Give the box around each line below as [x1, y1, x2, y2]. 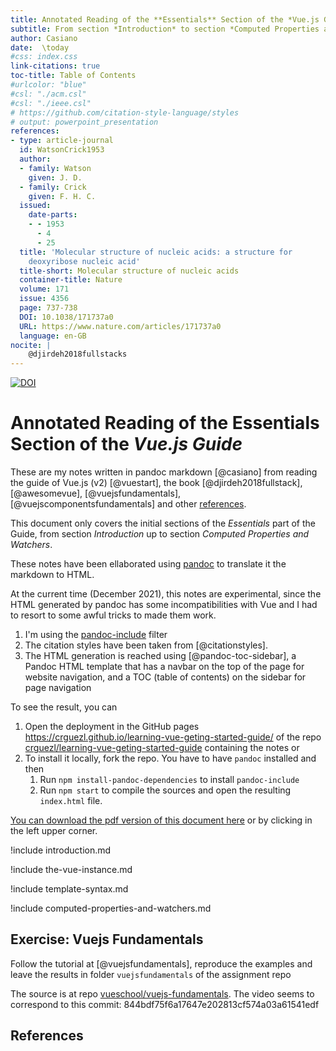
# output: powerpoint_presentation [10, 117, 159, 127]
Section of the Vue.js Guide [10, 433, 243, 456]
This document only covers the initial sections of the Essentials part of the [10, 517, 317, 530]
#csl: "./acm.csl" [10, 89, 87, 99]
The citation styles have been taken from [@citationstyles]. [24, 639, 268, 651]
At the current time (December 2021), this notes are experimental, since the [10, 588, 322, 600]
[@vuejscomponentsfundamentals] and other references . [10, 498, 247, 510]
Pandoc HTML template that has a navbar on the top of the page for [24, 661, 305, 673]
